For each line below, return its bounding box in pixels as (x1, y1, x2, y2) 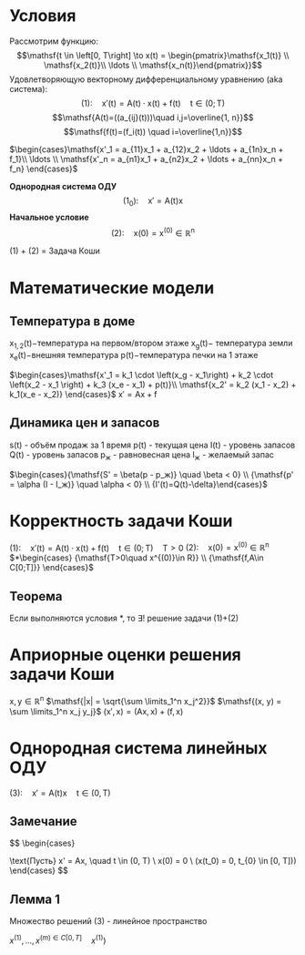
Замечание (9, 813, 77, 829)
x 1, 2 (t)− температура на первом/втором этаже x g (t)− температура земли (9, 338, 293, 351)
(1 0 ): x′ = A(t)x (122, 195, 184, 208)
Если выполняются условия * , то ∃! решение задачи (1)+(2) (9, 612, 239, 623)
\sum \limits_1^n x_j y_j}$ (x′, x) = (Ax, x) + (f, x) (9, 705, 184, 716)
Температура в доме (9, 313, 136, 329)
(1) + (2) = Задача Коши (9, 245, 100, 256)
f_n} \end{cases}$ (9, 163, 78, 174)
